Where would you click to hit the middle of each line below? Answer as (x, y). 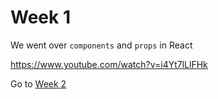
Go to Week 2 (38, 83)
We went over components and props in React (101, 45)
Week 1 (40, 17)
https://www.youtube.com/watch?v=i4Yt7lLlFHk (109, 64)
